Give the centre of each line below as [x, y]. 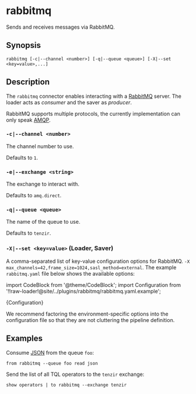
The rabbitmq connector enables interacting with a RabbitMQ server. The [94, 96]
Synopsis [23, 45]
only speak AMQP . [28, 120]
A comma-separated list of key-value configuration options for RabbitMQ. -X [98, 261]
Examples [24, 339]
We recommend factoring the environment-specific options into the [87, 314]
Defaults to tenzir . [29, 233]
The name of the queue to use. [43, 222]
